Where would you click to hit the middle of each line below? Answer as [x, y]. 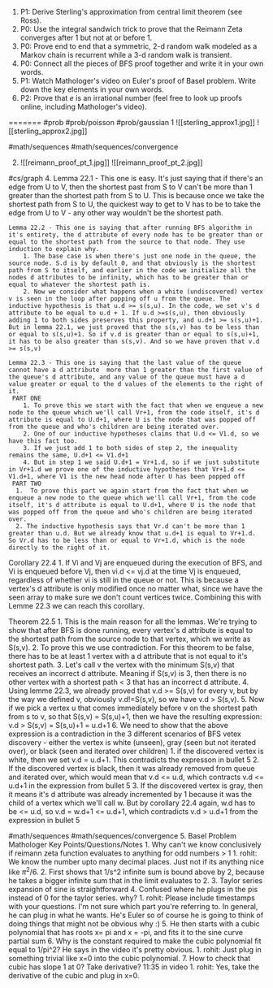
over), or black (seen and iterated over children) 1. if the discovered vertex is [136, 751]
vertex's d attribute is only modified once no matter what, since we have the [136, 589]
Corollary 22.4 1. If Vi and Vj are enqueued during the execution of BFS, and [135, 563]
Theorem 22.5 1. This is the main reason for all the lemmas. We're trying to [133, 622]
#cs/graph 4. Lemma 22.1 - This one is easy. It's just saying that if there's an [136, 178]
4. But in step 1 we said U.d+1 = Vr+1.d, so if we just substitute [141, 462]
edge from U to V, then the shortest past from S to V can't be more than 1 [131, 187]
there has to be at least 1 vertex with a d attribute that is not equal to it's [128, 656]
